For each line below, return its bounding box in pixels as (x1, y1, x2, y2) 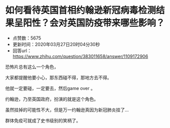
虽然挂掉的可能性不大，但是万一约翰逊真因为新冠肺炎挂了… (5, 107, 129, 113)
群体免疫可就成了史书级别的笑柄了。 (5, 117, 81, 123)
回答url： (12, 48, 32, 54)
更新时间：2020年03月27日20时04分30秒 (12, 41, 100, 47)
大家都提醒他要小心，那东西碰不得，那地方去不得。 (5, 74, 112, 80)
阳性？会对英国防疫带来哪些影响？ (23, 17, 165, 29)
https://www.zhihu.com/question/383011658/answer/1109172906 (12, 53, 148, 59)
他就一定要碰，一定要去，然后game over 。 (5, 85, 95, 91)
